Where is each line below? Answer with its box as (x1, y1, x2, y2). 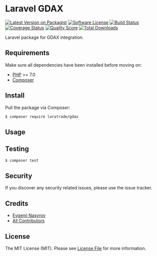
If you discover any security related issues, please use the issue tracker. (5, 185, 153, 191)
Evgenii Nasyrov (12, 212, 46, 219)
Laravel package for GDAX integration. (5, 34, 84, 40)
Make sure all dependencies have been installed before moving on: (5, 62, 142, 68)
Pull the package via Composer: (5, 104, 70, 110)
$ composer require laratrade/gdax (5, 114, 79, 119)
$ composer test (5, 158, 39, 163)
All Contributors (12, 218, 45, 224)
